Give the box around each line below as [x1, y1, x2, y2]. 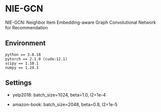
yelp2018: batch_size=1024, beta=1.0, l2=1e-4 [12, 92, 106, 98]
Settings [5, 79, 32, 87]
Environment [5, 39, 46, 48]
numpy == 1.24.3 [5, 65, 39, 70]
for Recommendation [5, 24, 48, 30]
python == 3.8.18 [5, 52, 41, 57]
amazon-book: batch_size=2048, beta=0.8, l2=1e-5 [12, 101, 118, 107]
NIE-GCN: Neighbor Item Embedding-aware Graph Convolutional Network [5, 19, 156, 25]
